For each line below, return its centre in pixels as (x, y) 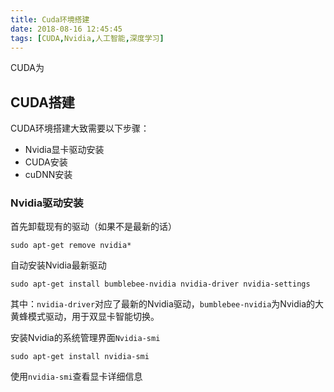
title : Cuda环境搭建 (50, 19)
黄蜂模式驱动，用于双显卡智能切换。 (85, 317)
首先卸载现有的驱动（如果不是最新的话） (93, 227)
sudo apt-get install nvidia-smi (80, 357)
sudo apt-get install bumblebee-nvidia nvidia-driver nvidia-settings (160, 284)
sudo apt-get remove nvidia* (71, 246)
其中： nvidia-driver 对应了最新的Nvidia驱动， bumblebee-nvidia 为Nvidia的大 (167, 304)
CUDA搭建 (42, 102)
